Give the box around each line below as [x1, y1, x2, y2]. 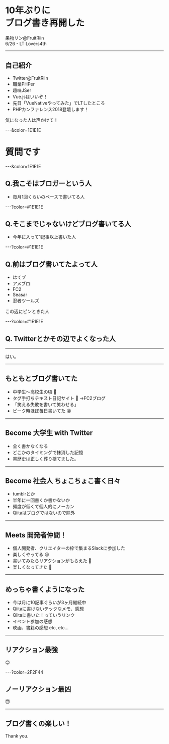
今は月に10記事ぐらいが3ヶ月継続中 [12, 600, 87, 605]
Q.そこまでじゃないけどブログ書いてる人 [5, 219, 131, 228]
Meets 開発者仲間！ [5, 531, 67, 539]
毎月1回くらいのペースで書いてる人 [12, 193, 85, 200]
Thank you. [5, 733, 29, 739]
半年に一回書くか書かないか [12, 497, 70, 503]
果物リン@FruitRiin [5, 35, 44, 41]
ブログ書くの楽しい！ [5, 719, 71, 728]
